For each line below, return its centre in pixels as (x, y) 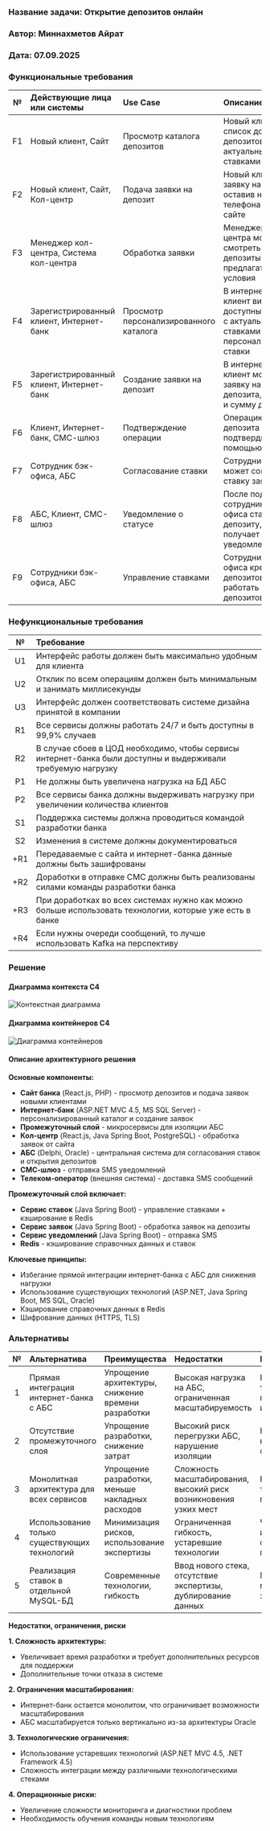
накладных (126, 1500)
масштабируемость (213, 1408)
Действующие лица (71, 97)
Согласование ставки (166, 471)
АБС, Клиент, (56, 515)
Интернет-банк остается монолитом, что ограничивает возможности (139, 1705)
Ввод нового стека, (212, 1566)
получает (241, 535)
